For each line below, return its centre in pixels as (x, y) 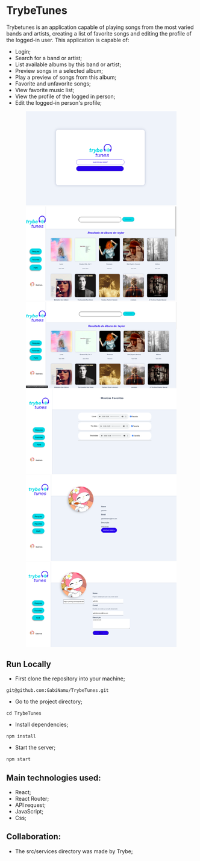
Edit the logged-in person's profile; (58, 102)
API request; (30, 805)
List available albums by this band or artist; (68, 64)
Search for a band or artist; (48, 58)
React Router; (32, 798)
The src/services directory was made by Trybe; (74, 851)
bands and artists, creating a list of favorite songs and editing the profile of (99, 33)
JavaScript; (29, 811)
